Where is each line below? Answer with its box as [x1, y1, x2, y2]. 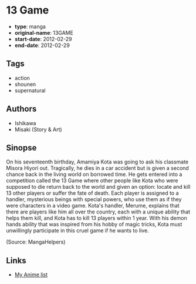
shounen [14, 81, 36, 88]
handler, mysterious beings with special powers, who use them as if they [6, 196, 182, 203]
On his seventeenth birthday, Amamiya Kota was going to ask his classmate [6, 158, 189, 165]
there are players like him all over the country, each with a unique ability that [6, 208, 191, 215]
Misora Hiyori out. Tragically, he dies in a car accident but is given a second [6, 165, 189, 172]
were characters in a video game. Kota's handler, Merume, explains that [6, 202, 180, 209]
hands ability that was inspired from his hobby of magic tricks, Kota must [6, 221, 183, 228]
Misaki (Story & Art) [14, 126, 63, 133]
